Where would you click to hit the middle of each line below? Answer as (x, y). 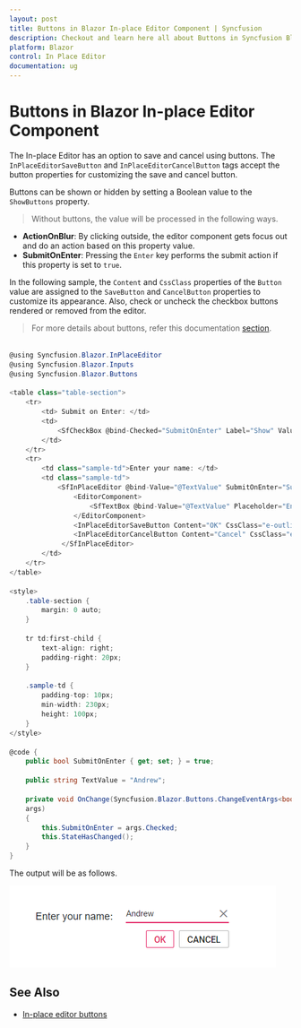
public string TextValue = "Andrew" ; (96, 781)
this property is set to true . (72, 264)
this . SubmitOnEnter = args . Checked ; (110, 828)
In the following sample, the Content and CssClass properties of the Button (146, 281)
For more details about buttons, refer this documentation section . (151, 328)
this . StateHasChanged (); (88, 837)
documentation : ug (43, 66)
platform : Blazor (42, 48)
